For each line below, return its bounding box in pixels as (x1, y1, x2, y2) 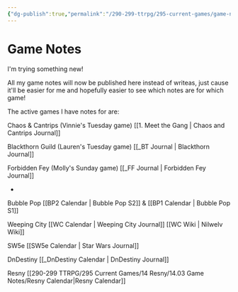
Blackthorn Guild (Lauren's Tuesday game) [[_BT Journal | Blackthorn (7, 142, 210, 151)
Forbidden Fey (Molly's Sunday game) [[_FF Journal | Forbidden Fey (7, 163, 207, 172)
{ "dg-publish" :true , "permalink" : (7, 10, 106, 18)
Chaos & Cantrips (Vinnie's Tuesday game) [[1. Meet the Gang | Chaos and (7, 121, 225, 129)
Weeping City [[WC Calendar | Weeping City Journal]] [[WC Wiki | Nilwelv (7, 220, 223, 228)
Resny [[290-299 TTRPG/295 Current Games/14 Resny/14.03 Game (7, 269, 204, 277)
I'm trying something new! (7, 65, 84, 73)
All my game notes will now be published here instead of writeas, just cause (7, 78, 229, 87)
